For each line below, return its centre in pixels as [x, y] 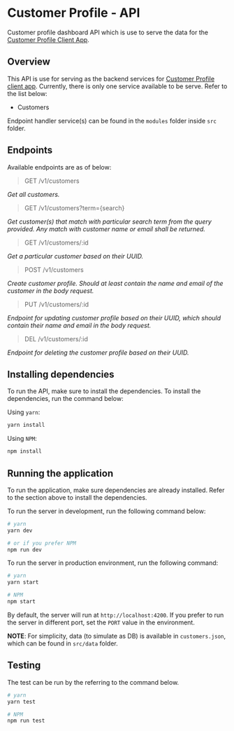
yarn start [23, 582]
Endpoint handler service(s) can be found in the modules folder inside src [112, 121]
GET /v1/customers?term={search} [74, 207]
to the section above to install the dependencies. [77, 497]
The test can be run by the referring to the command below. [93, 682]
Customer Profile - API [74, 13]
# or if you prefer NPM [42, 543]
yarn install [26, 425]
